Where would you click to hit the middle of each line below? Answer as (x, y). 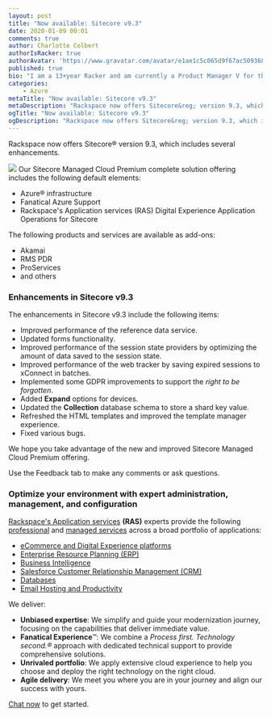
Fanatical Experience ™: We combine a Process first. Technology (127, 637)
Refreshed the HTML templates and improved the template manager (133, 416)
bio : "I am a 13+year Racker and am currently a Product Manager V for (131, 76)
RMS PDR (36, 258)
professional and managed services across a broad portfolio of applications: (135, 530)
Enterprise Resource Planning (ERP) (79, 555)
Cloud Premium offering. (49, 458)
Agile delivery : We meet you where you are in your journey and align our (141, 680)
